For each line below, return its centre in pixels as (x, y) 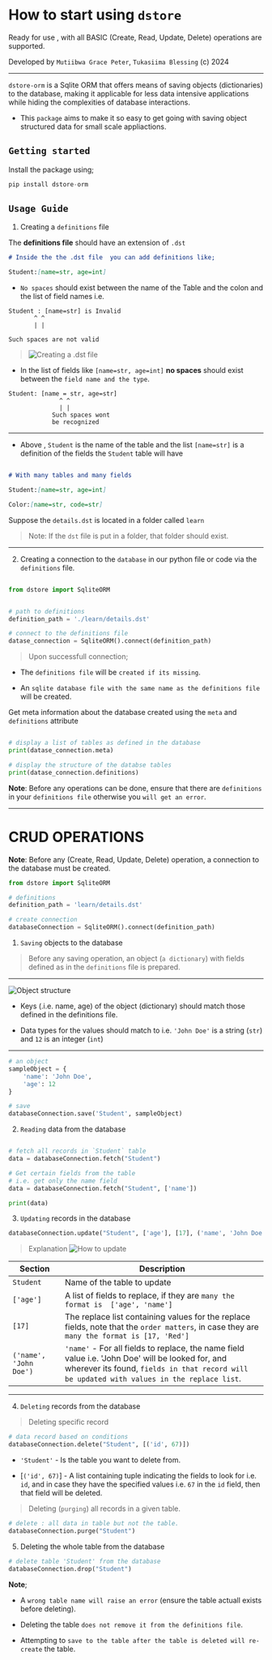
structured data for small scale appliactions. (93, 126)
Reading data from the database (73, 1129)
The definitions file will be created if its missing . (110, 672)
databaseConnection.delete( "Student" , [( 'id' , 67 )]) (99, 1444)
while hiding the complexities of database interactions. (99, 102)
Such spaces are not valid (54, 340)
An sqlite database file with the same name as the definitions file (140, 688)
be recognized (75, 422)
